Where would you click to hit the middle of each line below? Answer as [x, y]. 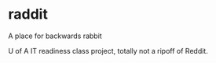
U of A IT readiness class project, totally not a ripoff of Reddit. [108, 51]
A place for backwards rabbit [55, 36]
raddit [28, 14]
